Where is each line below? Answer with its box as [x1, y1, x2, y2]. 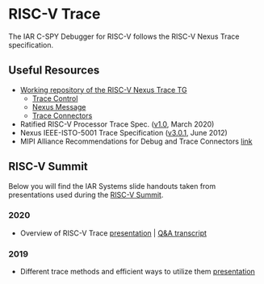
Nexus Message [31, 102, 86, 111]
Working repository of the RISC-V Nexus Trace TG [19, 85, 187, 94]
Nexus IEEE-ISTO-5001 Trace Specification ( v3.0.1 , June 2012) [19, 127, 228, 137]
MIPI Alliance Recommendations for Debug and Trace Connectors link [19, 136, 253, 146]
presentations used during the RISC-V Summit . [8, 190, 164, 199]
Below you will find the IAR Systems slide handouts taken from [8, 181, 216, 190]
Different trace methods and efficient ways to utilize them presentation [19, 267, 256, 277]
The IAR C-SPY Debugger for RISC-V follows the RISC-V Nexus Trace [8, 31, 240, 41]
